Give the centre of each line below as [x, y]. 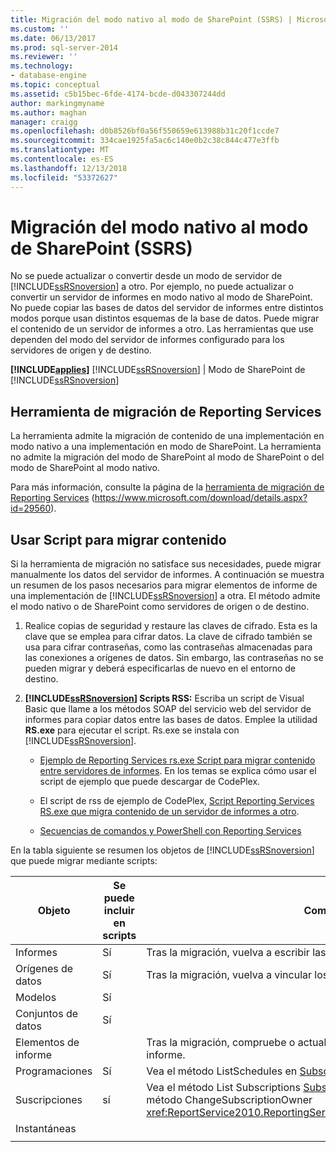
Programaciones [54, 1071]
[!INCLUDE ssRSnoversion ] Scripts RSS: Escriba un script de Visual [164, 698]
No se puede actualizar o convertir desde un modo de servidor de [146, 276]
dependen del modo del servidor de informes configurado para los [147, 340]
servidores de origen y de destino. [81, 350]
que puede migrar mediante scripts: [84, 861]
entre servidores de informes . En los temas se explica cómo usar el [178, 771]
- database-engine [48, 76]
